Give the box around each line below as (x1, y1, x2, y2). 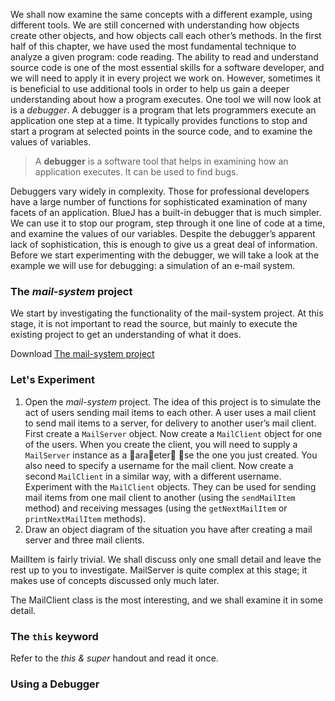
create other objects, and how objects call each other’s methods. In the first (10, 30, 322, 41)
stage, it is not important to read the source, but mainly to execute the (10, 318, 298, 330)
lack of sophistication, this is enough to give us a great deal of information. (10, 239, 318, 250)
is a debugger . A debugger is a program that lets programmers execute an (10, 104, 317, 116)
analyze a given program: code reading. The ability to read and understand (10, 51, 319, 63)
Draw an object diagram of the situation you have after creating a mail (24, 523, 313, 535)
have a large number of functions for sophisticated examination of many (10, 196, 308, 208)
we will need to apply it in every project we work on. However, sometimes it (10, 72, 321, 84)
